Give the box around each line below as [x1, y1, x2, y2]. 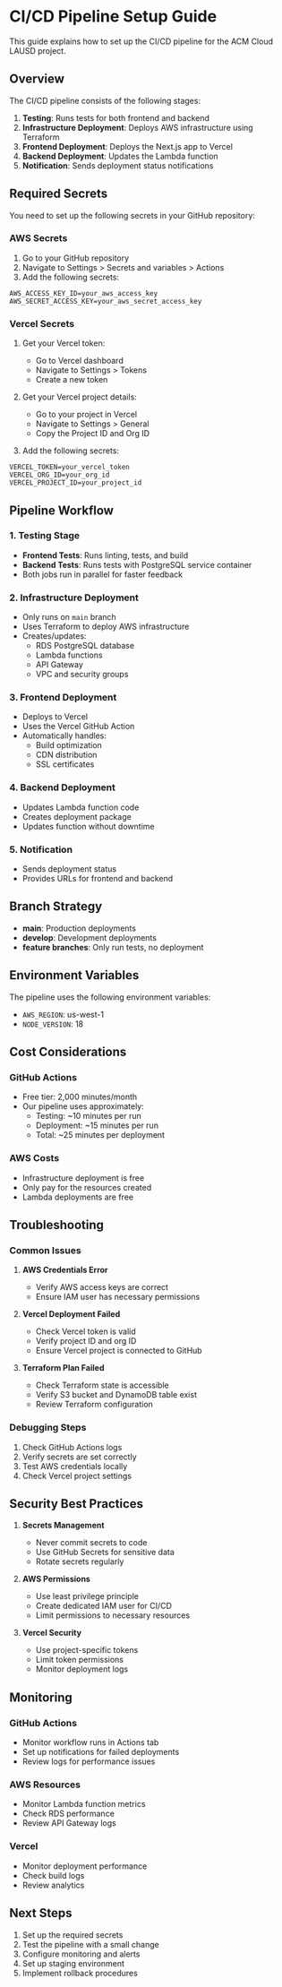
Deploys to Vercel [21, 711, 88, 722]
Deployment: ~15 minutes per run [35, 1120, 159, 1131]
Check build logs [21, 1870, 85, 1880]
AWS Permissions [21, 1574, 91, 1585]
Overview [9, 72, 65, 87]
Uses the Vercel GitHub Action [21, 721, 135, 732]
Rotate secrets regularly [35, 1556, 124, 1567]
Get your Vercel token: [21, 338, 106, 348]
